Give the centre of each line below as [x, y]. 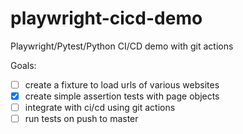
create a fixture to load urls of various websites [122, 84]
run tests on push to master [81, 119]
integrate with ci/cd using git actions [100, 108]
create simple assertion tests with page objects [122, 96]
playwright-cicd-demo [106, 18]
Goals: [23, 65]
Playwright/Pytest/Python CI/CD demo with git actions [122, 46]
